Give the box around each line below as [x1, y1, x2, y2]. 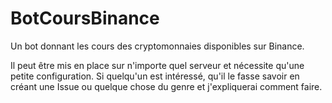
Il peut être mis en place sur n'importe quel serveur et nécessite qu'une [10, 59, 305, 71]
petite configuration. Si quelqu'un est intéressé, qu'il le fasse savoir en [10, 70, 300, 82]
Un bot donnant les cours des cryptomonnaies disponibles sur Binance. [10, 40, 305, 52]
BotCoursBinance [10, 7, 160, 30]
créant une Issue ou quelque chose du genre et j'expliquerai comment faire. [10, 80, 323, 92]
